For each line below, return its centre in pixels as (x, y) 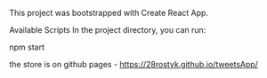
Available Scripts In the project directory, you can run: (108, 30)
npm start (27, 47)
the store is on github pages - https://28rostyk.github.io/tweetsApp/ (133, 64)
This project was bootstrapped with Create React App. (109, 13)
